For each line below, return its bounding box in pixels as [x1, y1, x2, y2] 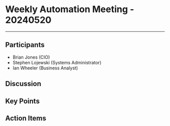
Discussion [5, 79, 41, 88]
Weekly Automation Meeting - [5, 4, 135, 15]
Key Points [5, 97, 40, 105]
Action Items [5, 114, 47, 122]
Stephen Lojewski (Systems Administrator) [12, 59, 102, 65]
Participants [5, 40, 45, 49]
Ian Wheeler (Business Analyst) [12, 65, 78, 71]
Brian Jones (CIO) [12, 54, 50, 60]
